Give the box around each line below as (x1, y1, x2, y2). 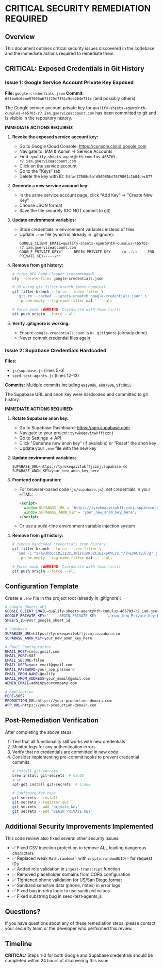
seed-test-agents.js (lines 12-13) (12, 372, 79, 378)
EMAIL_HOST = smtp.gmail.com (5, 649, 60, 654)
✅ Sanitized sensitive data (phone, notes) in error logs (12, 882, 120, 888)
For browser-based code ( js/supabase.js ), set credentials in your (19, 486, 150, 492)
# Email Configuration (5, 644, 51, 649)
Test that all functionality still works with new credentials (12, 738, 125, 744)
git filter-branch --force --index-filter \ (12, 289, 104, 294)
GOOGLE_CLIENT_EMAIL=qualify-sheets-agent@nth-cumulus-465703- (19, 241, 150, 246)
